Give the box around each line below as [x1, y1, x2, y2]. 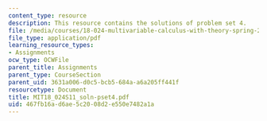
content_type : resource [8, 11, 87, 20]
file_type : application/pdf [8, 33, 102, 42]
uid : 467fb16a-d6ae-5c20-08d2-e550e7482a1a [8, 100, 155, 108]
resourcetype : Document [8, 85, 87, 94]
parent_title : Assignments [8, 64, 98, 72]
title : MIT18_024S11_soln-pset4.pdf [8, 93, 130, 101]
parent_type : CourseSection [8, 71, 102, 79]
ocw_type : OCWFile [8, 57, 69, 64]
